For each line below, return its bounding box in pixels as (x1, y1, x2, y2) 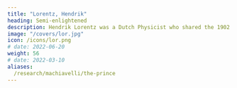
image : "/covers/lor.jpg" (7, 30, 84, 38)
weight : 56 (7, 50, 40, 57)
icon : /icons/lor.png (7, 37, 72, 44)
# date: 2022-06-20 (7, 43, 65, 50)
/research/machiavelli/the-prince (13, 70, 116, 77)
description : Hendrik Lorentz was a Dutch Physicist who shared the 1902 (7, 23, 231, 31)
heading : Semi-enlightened (7, 17, 87, 24)
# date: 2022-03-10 (7, 57, 65, 64)
